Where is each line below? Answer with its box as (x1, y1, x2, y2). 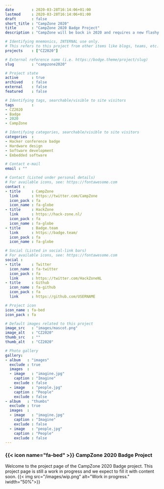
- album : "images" (5, 357, 50, 363)
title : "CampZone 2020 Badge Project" (5, 26, 100, 31)
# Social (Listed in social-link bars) (5, 248, 87, 253)
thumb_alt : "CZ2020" (5, 339, 54, 344)
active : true (5, 75, 45, 80)
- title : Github (5, 280, 50, 285)
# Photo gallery (5, 348, 38, 353)
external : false (5, 84, 48, 89)
